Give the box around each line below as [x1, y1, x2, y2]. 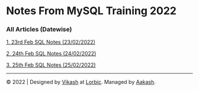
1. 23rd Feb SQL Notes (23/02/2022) [6, 38, 96, 45]
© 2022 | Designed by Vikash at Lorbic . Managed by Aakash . [6, 79, 156, 86]
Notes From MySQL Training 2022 [6, 4, 176, 18]
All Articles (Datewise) [6, 25, 72, 34]
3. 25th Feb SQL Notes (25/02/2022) [6, 61, 96, 69]
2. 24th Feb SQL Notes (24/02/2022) [6, 50, 97, 57]
